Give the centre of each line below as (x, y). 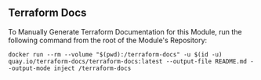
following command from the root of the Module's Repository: (108, 40)
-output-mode (29, 68)
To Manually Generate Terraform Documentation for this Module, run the (125, 31)
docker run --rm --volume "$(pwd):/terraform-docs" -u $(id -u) (115, 54)
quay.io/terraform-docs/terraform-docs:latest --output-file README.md (127, 61)
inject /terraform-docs (92, 68)
